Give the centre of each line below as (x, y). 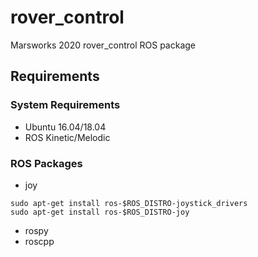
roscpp (39, 241)
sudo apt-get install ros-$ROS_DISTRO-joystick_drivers (129, 203)
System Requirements (65, 105)
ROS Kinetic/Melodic (67, 137)
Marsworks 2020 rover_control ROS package (103, 45)
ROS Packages (46, 163)
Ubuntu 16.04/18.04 (65, 127)
